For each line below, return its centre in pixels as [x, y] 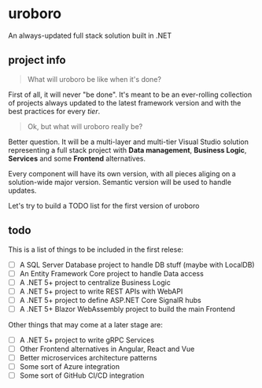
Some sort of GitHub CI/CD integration [82, 375]
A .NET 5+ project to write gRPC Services [87, 340]
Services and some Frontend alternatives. [77, 158]
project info [37, 60]
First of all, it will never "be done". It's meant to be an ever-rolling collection [130, 94]
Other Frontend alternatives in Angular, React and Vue [107, 349]
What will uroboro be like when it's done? [94, 79]
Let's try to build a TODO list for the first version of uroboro [104, 205]
